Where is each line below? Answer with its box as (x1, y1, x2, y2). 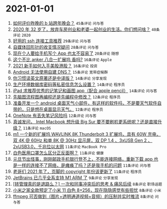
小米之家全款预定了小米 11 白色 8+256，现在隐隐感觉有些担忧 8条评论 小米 (12, 187, 162, 193)
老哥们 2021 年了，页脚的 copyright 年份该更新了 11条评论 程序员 (12, 168, 142, 174)
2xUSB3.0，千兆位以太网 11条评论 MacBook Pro (12, 143, 107, 149)
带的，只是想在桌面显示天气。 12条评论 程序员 (12, 106, 103, 112)
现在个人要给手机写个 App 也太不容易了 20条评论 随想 (12, 50, 119, 56)
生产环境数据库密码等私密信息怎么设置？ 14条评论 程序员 (12, 81, 125, 87)
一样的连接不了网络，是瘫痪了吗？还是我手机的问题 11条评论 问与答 (17, 162, 151, 168)
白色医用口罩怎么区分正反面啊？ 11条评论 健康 (12, 150, 104, 156)
